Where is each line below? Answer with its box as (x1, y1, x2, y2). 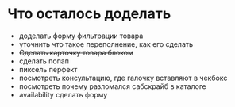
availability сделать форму (18, 90, 108, 99)
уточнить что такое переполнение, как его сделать (18, 39, 194, 48)
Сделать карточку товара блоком (18, 48, 134, 57)
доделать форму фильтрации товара (18, 31, 144, 40)
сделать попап (18, 56, 69, 66)
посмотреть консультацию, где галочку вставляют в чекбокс (18, 73, 228, 82)
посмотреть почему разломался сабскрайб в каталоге (18, 81, 207, 91)
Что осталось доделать (7, 5, 171, 23)
